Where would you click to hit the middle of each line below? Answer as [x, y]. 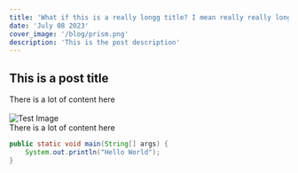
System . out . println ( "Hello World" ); [93, 152]
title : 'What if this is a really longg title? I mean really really [141, 17]
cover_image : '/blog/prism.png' [69, 34]
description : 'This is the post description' [94, 42]
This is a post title [59, 78]
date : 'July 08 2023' [49, 26]
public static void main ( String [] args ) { [89, 144]
